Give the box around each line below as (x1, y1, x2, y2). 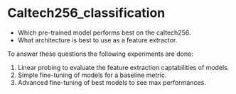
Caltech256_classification (7, 5, 166, 21)
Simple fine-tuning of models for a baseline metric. (17, 71, 167, 79)
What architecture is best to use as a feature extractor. (17, 35, 178, 44)
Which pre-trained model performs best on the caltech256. (17, 28, 191, 37)
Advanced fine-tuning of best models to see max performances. (17, 78, 206, 86)
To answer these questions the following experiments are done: (7, 49, 193, 58)
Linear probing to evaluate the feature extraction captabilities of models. (17, 63, 230, 71)
